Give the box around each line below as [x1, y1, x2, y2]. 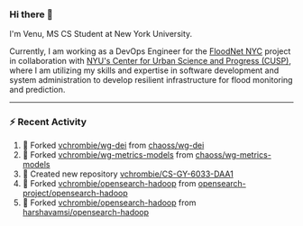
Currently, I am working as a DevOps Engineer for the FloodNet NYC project [9, 46, 291, 57]
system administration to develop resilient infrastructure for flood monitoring [9, 75, 293, 86]
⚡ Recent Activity [9, 116, 87, 129]
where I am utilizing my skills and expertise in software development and [9, 65, 280, 76]
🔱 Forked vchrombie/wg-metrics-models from [22, 149, 194, 160]
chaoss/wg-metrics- [195, 149, 272, 160]
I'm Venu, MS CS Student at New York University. [9, 29, 193, 40]
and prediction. [9, 85, 66, 95]
